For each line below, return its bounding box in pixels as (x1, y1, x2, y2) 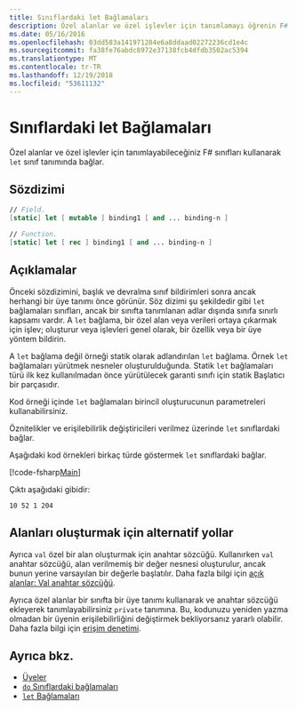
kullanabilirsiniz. (9, 405, 68, 416)
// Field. (9, 205, 46, 214)
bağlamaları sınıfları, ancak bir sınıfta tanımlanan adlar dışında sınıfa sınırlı (9, 305, 278, 315)
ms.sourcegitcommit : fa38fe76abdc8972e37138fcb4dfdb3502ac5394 (9, 46, 249, 55)
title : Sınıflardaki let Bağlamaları (9, 12, 149, 22)
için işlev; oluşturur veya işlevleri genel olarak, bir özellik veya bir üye (9, 323, 262, 334)
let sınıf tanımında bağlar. (9, 156, 105, 167)
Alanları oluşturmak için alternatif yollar (9, 525, 234, 540)
